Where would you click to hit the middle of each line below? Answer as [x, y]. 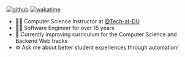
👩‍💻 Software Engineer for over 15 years [65, 28]
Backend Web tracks [41, 41]
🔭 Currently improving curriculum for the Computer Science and [96, 34]
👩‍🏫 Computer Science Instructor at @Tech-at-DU [77, 21]
